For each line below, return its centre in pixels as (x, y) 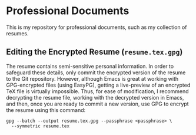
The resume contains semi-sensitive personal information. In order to (90, 66)
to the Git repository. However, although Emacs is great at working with (92, 78)
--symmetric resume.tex (40, 126)
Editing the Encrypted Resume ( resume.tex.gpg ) (94, 52)
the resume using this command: (46, 110)
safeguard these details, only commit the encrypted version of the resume (96, 73)
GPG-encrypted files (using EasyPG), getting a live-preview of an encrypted (98, 85)
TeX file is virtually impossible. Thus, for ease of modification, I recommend (98, 91)
